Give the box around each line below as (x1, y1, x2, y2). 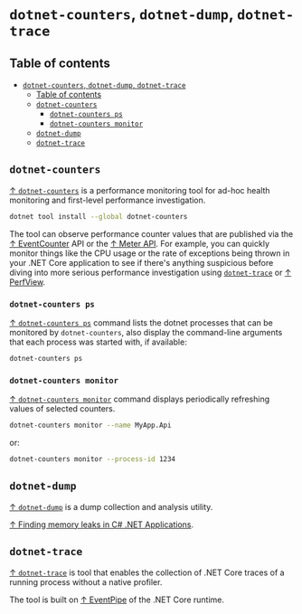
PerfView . (9, 276, 46, 288)
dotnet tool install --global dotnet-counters (9, 212, 188, 221)
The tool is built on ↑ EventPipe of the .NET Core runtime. (9, 594, 224, 605)
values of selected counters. (9, 403, 116, 414)
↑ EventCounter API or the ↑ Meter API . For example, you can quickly (9, 238, 269, 249)
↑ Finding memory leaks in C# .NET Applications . (9, 519, 194, 530)
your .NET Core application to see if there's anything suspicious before (9, 257, 274, 268)
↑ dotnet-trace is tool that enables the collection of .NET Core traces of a (9, 567, 285, 578)
